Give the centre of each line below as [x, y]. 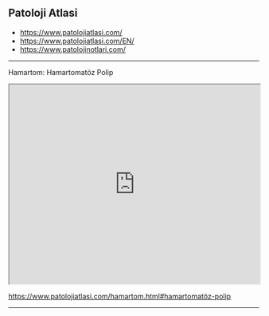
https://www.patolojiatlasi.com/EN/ [77, 41]
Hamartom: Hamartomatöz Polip [61, 72]
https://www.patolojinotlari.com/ [72, 49]
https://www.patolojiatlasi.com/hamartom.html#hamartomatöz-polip [120, 296]
